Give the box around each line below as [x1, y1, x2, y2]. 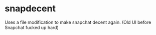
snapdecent [5, 3, 56, 14]
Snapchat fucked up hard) [5, 24, 59, 30]
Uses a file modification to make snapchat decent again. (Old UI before [5, 19, 151, 25]
